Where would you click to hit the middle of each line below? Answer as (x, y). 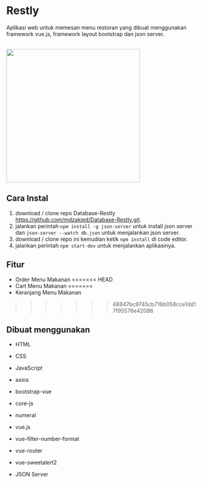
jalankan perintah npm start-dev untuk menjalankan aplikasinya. (95, 245)
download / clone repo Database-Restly (65, 213)
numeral (26, 415)
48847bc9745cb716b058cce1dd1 (154, 304)
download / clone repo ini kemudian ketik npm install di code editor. (101, 239)
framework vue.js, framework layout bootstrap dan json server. (85, 34)
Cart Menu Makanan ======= (54, 286)
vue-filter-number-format (47, 439)
